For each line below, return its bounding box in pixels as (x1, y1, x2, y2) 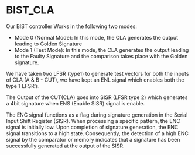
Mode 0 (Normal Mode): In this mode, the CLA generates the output (14, 34, 179, 41)
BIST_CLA (6, 3, 54, 17)
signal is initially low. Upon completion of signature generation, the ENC (6, 124, 179, 131)
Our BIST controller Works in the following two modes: (6, 23, 138, 30)
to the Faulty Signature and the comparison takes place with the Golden (14, 52, 188, 59)
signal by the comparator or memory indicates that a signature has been (6, 136, 180, 143)
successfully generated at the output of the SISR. (6, 142, 125, 149)
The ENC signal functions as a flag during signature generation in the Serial (6, 111, 188, 118)
